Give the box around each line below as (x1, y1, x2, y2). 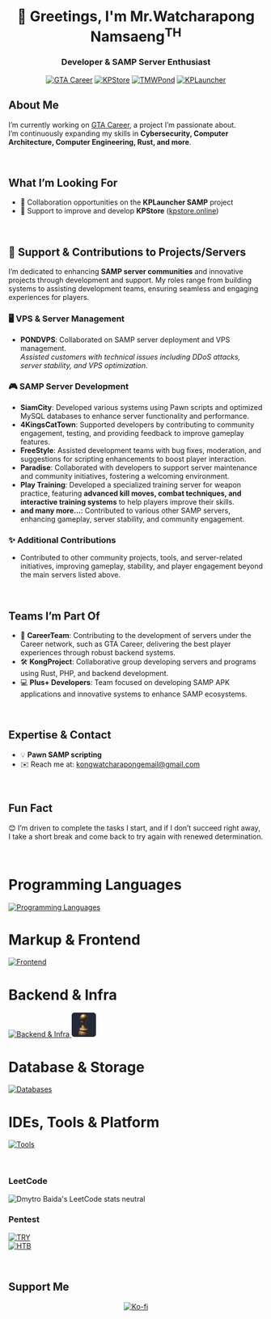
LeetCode (8, 1176, 48, 1187)
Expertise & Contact (8, 728, 112, 742)
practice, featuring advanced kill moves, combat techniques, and (19, 488, 242, 498)
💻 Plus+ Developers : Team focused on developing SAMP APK (19, 677, 231, 687)
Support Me (8, 1280, 70, 1294)
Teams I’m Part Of (8, 609, 100, 623)
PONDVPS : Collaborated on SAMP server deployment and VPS (19, 335, 231, 345)
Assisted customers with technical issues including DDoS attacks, (19, 352, 241, 361)
